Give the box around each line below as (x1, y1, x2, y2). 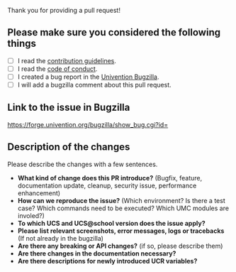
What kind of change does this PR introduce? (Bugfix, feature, (17, 173, 203, 182)
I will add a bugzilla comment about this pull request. (17, 81, 172, 89)
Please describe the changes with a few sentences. (7, 160, 158, 168)
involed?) (17, 211, 45, 219)
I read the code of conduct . (17, 64, 98, 73)
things (7, 38, 37, 50)
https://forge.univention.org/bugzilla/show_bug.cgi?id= (7, 120, 169, 129)
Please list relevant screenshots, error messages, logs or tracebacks (17, 227, 225, 235)
